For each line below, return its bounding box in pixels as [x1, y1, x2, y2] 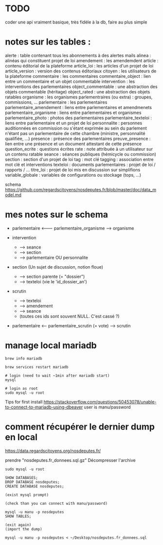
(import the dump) [5, 526, 42, 531]
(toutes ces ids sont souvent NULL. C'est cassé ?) [19, 313, 120, 319]
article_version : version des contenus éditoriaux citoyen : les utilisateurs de [5, 68, 157, 74]
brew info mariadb [5, 356, 42, 361]
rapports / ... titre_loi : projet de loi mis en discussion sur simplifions [5, 167, 141, 173]
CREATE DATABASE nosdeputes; [5, 484, 64, 489]
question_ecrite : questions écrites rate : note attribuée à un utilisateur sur [5, 146, 153, 152]
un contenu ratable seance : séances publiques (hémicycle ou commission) [5, 151, 157, 157]
